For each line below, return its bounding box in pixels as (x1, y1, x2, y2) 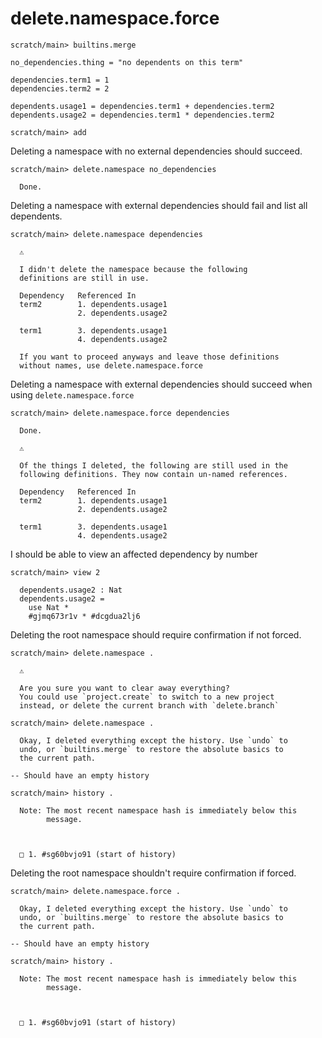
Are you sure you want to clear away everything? (19, 683, 230, 693)
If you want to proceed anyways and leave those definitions (19, 352, 280, 362)
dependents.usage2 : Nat (19, 585, 123, 595)
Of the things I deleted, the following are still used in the (19, 460, 288, 471)
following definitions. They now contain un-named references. (19, 469, 288, 479)
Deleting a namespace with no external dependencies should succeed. (10, 145, 303, 157)
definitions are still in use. (19, 273, 150, 283)
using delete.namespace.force (10, 388, 135, 401)
